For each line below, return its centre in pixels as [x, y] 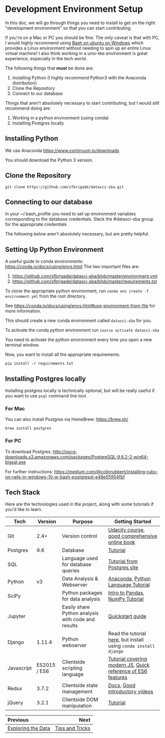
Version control [80, 536]
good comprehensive [133, 536]
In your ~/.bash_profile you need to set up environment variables [70, 214]
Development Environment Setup [74, 9]
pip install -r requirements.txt [39, 364]
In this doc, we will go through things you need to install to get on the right [80, 23]
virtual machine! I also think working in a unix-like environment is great [76, 53]
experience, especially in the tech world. [46, 58]
